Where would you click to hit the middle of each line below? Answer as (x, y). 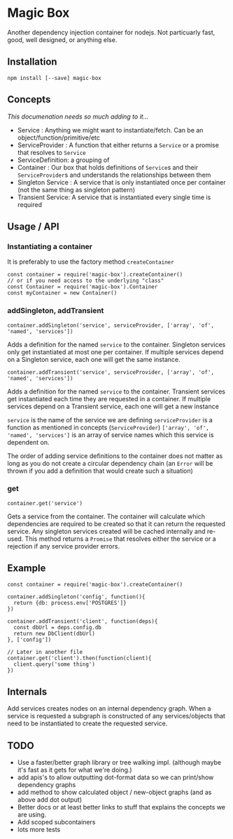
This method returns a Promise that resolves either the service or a (120, 539)
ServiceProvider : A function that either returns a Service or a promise (118, 145)
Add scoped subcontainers (56, 822)
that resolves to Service (51, 152)
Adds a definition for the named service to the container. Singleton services (116, 344)
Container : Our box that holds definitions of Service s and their (108, 167)
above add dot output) (50, 800)
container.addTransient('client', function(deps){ (83, 621)
